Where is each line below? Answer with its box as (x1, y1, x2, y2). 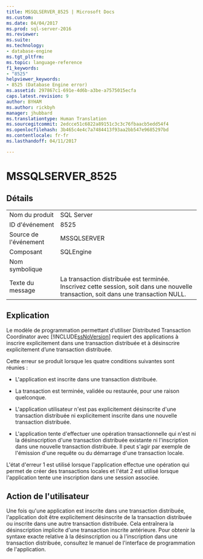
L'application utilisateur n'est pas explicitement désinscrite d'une (14, 406, 176, 413)
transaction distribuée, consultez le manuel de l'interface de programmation (6, 539, 195, 547)
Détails (6, 193, 33, 204)
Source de (9, 230, 39, 239)
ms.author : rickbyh (6, 104, 56, 111)
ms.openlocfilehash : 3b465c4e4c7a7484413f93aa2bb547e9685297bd (6, 127, 169, 133)
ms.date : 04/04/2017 (6, 20, 59, 26)
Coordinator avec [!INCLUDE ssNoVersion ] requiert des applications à (6, 333, 179, 340)
